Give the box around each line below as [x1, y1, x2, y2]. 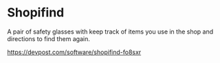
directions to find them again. [7, 34, 91, 42]
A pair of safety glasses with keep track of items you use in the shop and [7, 27, 214, 36]
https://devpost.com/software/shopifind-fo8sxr [7, 48, 142, 56]
